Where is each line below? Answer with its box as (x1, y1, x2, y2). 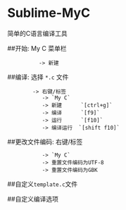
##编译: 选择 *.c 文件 (7, 73, 69, 81)
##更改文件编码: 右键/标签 (7, 137, 83, 146)
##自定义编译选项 (7, 194, 58, 203)
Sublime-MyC (7, 5, 90, 21)
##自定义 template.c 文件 (7, 180, 78, 188)
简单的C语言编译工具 (7, 29, 68, 37)
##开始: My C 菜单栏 (7, 44, 67, 52)
